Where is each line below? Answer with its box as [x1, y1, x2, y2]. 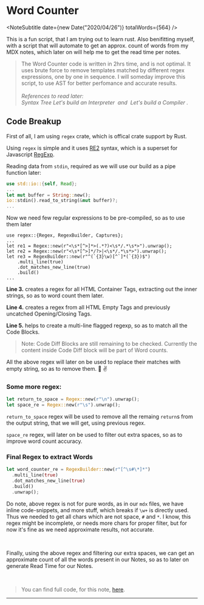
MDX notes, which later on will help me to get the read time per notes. [6, 48, 181, 55]
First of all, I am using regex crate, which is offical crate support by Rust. [6, 132, 187, 140]
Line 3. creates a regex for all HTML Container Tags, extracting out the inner [6, 286, 197, 293]
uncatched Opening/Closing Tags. [6, 310, 92, 317]
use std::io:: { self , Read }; [6, 180, 78, 187]
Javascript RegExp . [6, 150, 55, 158]
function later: [6, 169, 41, 176]
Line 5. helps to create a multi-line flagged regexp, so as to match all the [6, 322, 188, 330]
